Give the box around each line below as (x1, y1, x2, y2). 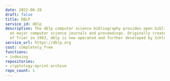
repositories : (5, 59, 35, 64)
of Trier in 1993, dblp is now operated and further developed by (10, 36, 153, 41)
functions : (5, 49, 28, 54)
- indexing (5, 54, 28, 59)
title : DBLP (5, 17, 30, 22)
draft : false (5, 12, 33, 17)
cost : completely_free (5, 45, 53, 50)
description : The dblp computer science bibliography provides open (5, 26, 153, 31)
